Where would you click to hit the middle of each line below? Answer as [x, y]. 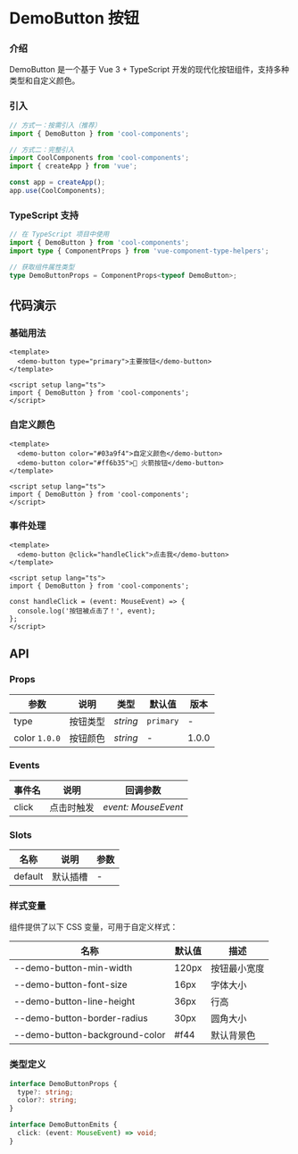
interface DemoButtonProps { [63, 1083]
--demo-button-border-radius [81, 1018]
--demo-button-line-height [74, 1001]
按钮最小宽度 [238, 968]
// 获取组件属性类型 [42, 267]
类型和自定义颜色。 [45, 80]
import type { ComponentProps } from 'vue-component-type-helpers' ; [139, 251]
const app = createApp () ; [57, 183]
